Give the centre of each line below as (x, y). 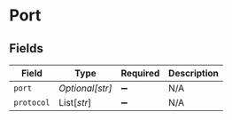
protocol (32, 103)
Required (140, 73)
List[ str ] (75, 103)
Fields (27, 48)
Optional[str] (85, 88)
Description (193, 73)
